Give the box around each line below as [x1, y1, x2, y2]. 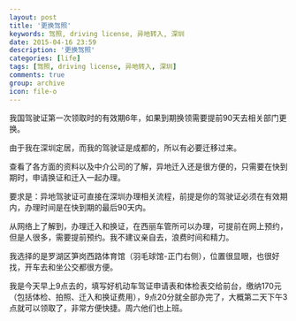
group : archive [9, 79, 65, 88]
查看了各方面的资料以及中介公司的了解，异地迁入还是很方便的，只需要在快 [9, 161, 280, 172]
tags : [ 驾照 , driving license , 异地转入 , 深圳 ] [9, 63, 177, 72]
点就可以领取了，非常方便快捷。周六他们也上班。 [9, 302, 187, 313]
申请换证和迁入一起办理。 [32, 172, 125, 182]
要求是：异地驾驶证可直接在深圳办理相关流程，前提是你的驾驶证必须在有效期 [9, 191, 288, 202]
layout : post [9, 12, 57, 22]
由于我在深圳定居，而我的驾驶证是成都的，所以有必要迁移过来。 [9, 142, 241, 153]
